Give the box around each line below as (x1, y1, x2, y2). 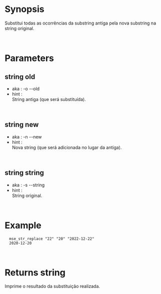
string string (4, 168, 44, 177)
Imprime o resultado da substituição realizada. (4, 283, 100, 289)
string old (4, 72, 35, 81)
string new (4, 120, 39, 129)
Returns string (4, 266, 65, 278)
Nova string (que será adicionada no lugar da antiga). (11, 144, 122, 150)
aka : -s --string (11, 181, 45, 188)
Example (4, 219, 41, 231)
